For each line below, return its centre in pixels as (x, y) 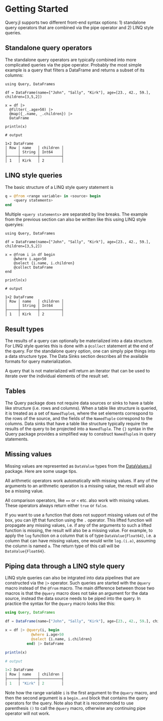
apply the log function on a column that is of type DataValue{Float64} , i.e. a (81, 536)
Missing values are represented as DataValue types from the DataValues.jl (78, 466)
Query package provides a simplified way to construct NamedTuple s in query (81, 434)
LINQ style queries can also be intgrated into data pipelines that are (72, 578)
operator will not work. (27, 713)
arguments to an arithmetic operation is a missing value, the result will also (80, 486)
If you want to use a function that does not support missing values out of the (81, 515)
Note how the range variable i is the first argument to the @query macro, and (81, 692)
